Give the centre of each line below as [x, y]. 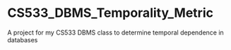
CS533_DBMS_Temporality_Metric [111, 13]
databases [23, 39]
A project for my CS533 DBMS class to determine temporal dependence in [115, 32]
